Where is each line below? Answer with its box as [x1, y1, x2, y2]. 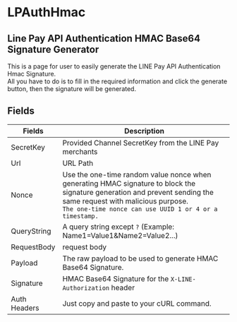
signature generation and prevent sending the [62, 187, 214, 197]
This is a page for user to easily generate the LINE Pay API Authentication [7, 62, 221, 71]
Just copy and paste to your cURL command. [62, 298, 212, 308]
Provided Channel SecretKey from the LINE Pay [62, 138, 219, 148]
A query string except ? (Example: [62, 222, 175, 232]
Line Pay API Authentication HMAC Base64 [7, 32, 201, 44]
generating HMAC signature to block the [62, 178, 196, 188]
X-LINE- [170, 275, 196, 283]
